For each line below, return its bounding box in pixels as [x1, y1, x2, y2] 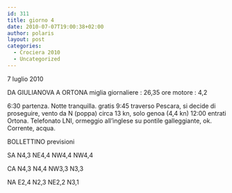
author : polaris [7, 29, 54, 37]
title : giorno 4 [7, 17, 54, 24]
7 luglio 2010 [7, 75, 44, 83]
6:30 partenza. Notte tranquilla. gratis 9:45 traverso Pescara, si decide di [7, 102, 216, 110]
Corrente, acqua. [7, 123, 56, 132]
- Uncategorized [13, 56, 60, 63]
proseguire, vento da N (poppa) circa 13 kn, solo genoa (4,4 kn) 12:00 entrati [7, 109, 226, 117]
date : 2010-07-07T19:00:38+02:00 [7, 23, 104, 30]
